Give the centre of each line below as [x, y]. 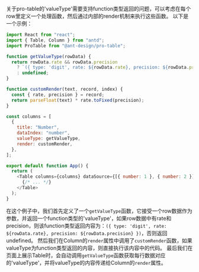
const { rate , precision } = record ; [58, 95]
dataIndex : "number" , [43, 133]
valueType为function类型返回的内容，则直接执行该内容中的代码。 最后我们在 [99, 248]
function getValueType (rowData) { [49, 56]
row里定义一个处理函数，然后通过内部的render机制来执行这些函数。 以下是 [97, 16]
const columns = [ [29, 116]
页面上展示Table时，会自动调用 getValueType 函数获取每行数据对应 [86, 255]
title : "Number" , [38, 127]
